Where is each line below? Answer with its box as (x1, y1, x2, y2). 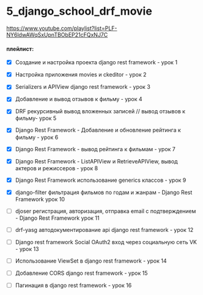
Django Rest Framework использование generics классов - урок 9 (15, 176, 186, 184)
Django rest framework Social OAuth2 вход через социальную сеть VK (15, 238, 197, 245)
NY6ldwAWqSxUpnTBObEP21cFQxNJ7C (6, 31, 108, 38)
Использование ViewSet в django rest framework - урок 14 (15, 257, 167, 264)
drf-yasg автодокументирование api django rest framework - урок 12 (15, 226, 194, 233)
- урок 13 (15, 245, 39, 252)
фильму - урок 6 (15, 133, 59, 141)
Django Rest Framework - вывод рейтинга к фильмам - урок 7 (15, 145, 175, 152)
